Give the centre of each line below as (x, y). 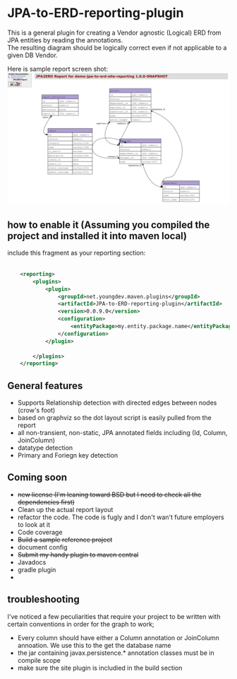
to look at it (34, 524)
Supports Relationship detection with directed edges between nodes (117, 403)
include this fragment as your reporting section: (77, 253)
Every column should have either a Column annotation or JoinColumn (119, 637)
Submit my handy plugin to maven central (78, 555)
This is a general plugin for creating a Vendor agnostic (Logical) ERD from (114, 33)
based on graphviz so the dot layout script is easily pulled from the (114, 418)
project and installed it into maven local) (97, 236)
